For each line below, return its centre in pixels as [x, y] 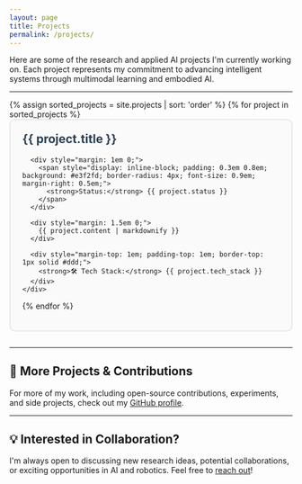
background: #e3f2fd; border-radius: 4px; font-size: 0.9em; [139, 175]
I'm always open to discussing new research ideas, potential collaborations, [149, 461]
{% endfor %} [48, 306]
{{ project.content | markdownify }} [109, 230]
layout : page [34, 18]
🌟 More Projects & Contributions [101, 371]
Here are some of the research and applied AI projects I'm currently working [151, 60]
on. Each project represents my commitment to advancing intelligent [136, 69]
